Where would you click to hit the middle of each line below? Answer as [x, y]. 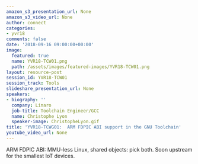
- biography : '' [26, 99]
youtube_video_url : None [37, 133]
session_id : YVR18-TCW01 [37, 78]
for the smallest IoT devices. [41, 156]
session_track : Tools [33, 83]
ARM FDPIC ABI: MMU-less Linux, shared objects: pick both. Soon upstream [99, 149]
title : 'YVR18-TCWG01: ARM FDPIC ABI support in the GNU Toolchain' [94, 127]
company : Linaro [31, 105]
